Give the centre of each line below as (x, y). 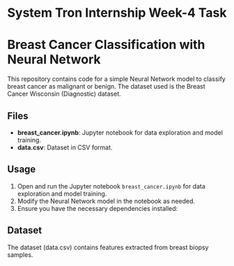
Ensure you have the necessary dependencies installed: (97, 208)
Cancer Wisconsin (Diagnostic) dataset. (64, 94)
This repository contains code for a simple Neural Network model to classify (117, 79)
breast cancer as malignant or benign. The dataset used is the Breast (106, 87)
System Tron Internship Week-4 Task (117, 13)
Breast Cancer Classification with (106, 45)
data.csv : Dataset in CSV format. (65, 147)
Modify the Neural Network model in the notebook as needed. (106, 201)
